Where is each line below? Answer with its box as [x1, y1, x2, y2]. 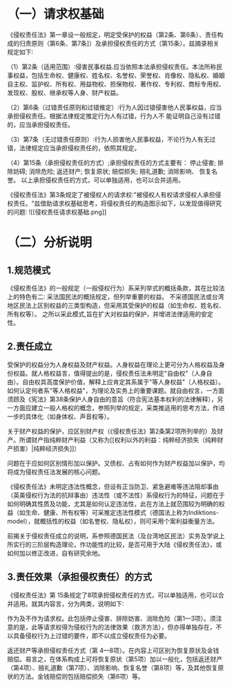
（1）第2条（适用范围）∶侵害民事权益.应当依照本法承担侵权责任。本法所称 [7, 62, 217, 71]
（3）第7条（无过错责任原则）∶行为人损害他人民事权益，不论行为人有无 [7, 135, 210, 143]
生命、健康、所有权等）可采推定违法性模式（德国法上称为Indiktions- [25, 508, 220, 516]
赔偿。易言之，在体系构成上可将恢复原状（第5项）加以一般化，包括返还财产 [7, 654, 223, 663]
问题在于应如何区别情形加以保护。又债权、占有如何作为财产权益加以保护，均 [7, 459, 225, 467]
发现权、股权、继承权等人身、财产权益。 [7, 88, 122, 97]
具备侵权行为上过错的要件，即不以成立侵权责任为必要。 [12, 631, 171, 640]
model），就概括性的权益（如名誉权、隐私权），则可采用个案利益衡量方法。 [7, 517, 219, 525]
